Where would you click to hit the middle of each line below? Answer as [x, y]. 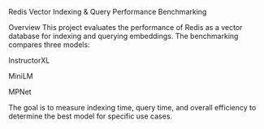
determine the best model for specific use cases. [91, 116]
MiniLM [21, 76]
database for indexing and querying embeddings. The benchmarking [123, 36]
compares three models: [50, 45]
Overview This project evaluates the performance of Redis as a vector [126, 27]
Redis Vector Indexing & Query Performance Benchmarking [108, 12]
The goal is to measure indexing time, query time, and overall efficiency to [132, 107]
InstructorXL [29, 60]
